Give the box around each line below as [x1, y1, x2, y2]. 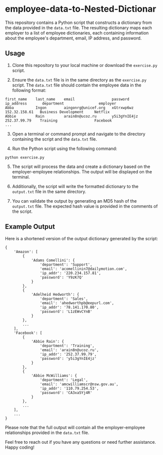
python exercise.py [5, 155, 45, 160]
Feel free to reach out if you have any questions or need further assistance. [5, 439, 156, 445]
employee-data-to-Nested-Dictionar [5, 3, 157, 15]
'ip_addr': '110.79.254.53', [39, 386, 99, 391]
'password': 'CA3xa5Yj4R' [39, 390, 92, 395]
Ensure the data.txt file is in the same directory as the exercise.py [12, 77, 147, 83]
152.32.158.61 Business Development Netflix [5, 109, 110, 114]
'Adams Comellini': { [31, 258, 75, 263]
